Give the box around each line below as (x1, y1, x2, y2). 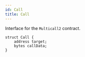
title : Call (5, 12, 29, 17)
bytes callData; (14, 43, 48, 48)
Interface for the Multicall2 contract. (5, 25, 81, 31)
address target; (14, 39, 48, 44)
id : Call (5, 7, 23, 12)
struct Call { (5, 35, 34, 40)
